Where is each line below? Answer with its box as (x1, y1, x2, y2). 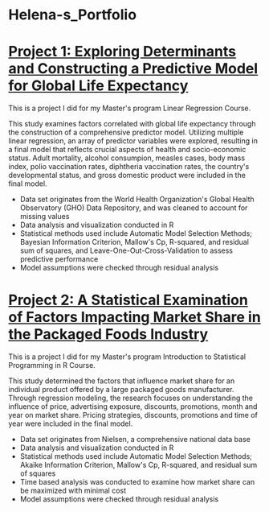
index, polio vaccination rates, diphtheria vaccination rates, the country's (8, 162, 250, 171)
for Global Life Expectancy (8, 76, 189, 95)
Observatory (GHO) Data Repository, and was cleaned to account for (19, 203, 248, 213)
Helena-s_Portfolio (8, 6, 137, 24)
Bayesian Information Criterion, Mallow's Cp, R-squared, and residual (19, 237, 249, 247)
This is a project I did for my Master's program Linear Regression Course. (8, 103, 251, 114)
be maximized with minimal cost (19, 485, 127, 496)
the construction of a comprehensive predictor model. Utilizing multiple (8, 127, 244, 138)
